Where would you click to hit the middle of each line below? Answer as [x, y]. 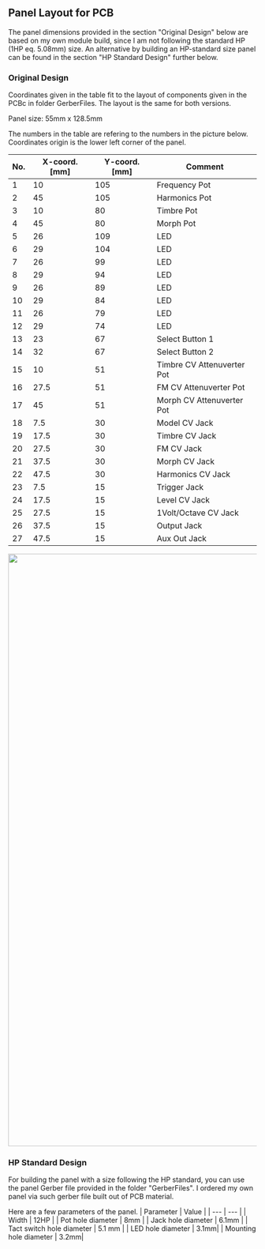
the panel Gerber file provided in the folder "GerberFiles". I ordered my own [131, 1188]
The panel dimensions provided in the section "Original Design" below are [128, 32]
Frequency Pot [184, 185]
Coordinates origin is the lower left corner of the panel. [97, 142]
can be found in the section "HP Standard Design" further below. [113, 57]
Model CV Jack [185, 423]
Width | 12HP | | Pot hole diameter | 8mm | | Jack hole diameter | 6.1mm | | [128, 1221]
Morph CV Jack [186, 461]
